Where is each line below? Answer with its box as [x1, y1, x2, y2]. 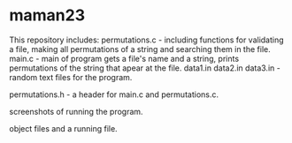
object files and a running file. [9, 123, 118, 133]
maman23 [9, 5, 86, 26]
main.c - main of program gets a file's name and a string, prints [9, 53, 240, 64]
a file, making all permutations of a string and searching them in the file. [9, 43, 272, 54]
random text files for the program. [9, 71, 133, 82]
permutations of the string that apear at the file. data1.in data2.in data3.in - [9, 63, 280, 73]
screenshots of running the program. [9, 106, 143, 117]
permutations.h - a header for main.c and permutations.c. [9, 89, 219, 100]
